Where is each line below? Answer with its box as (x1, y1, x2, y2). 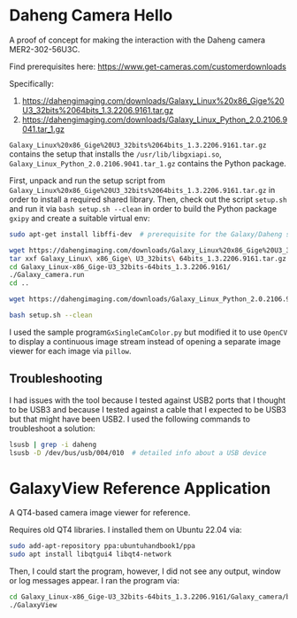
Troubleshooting (9, 371, 103, 386)
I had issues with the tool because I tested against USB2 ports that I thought (9, 395, 286, 406)
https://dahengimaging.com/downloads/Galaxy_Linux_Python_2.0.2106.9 (21, 114, 288, 125)
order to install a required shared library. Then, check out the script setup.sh (9, 194, 287, 205)
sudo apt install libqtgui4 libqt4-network (9, 550, 172, 559)
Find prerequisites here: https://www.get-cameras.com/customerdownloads (9, 61, 287, 72)
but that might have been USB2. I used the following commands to (9, 413, 250, 424)
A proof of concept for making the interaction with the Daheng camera (9, 35, 266, 45)
